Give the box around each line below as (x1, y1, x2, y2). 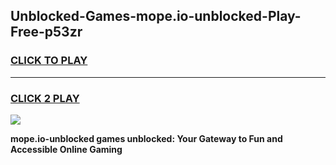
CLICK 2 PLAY (10, 91, 80, 105)
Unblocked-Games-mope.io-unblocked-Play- (10, 8, 302, 25)
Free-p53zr (10, 24, 83, 41)
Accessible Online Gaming (10, 143, 123, 155)
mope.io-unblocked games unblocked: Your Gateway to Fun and (10, 132, 283, 144)
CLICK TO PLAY (10, 54, 88, 68)
